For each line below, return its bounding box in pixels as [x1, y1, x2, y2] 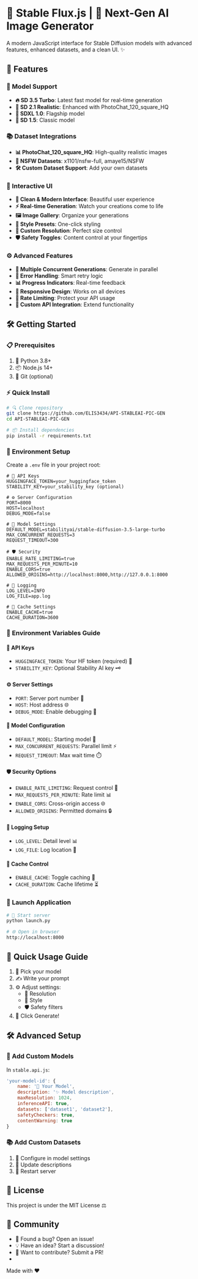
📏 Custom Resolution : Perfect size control [15, 227, 122, 234]
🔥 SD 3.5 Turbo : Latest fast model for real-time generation [15, 96, 163, 103]
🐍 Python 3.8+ [15, 357, 52, 364]
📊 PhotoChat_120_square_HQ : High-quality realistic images [15, 148, 167, 156]
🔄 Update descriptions [15, 1161, 72, 1168]
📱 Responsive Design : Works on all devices [15, 288, 126, 295]
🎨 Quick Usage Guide [6, 951, 89, 962]
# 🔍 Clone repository [6, 405, 63, 411]
